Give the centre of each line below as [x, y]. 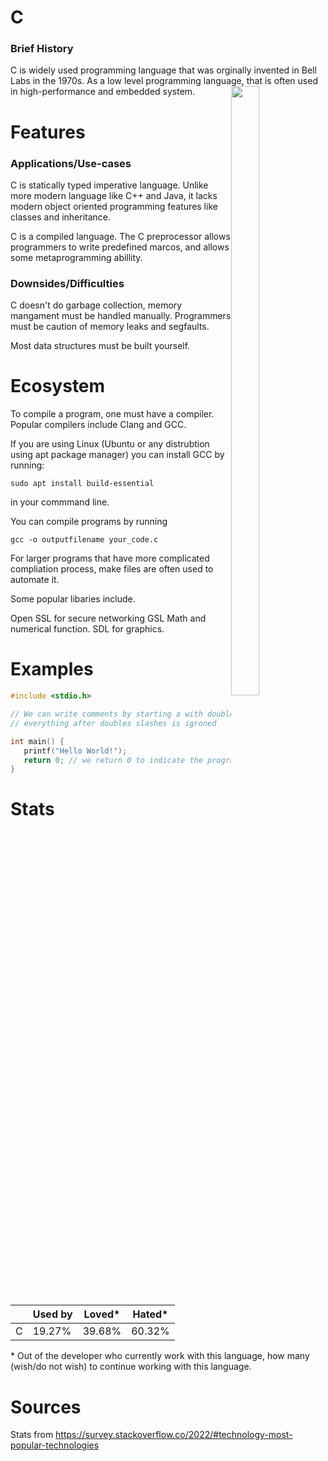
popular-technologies [55, 1445]
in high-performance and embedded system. [103, 92]
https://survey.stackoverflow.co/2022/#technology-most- [174, 1435]
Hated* [150, 1314]
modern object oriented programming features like [114, 206]
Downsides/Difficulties [67, 283]
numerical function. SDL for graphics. [87, 629]
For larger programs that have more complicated [110, 558]
